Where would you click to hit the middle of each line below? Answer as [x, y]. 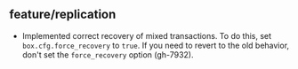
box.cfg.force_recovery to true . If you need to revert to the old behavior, [156, 45]
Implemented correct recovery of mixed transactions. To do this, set [147, 35]
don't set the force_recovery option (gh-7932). [108, 54]
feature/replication [63, 15]
